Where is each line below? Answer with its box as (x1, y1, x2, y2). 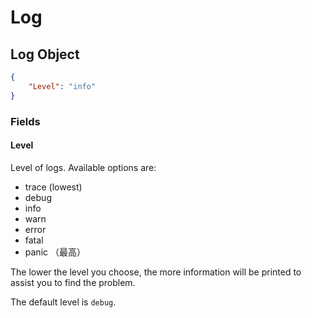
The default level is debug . (10, 296, 117, 308)
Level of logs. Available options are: (10, 161, 157, 173)
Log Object (10, 46, 80, 63)
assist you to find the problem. (10, 276, 136, 288)
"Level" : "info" (28, 81, 97, 91)
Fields (10, 114, 41, 128)
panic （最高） (24, 246, 86, 258)
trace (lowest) (24, 181, 83, 193)
